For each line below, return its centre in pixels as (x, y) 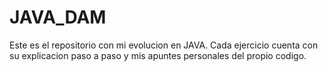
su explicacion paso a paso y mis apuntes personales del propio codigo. (158, 55)
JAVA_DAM (58, 17)
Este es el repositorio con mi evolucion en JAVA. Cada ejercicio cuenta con (164, 45)
